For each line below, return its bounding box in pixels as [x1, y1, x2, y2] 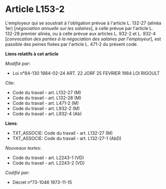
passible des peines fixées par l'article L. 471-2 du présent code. [5, 41, 138, 47]
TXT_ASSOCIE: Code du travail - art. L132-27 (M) [12, 130, 113, 136]
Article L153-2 [5, 3, 65, 15]
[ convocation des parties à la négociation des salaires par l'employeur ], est [5, 36, 161, 42]
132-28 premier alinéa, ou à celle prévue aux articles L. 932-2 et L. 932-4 [5, 30, 156, 36]
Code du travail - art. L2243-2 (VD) [12, 160, 85, 166]
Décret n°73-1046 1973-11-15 [12, 179, 72, 185]
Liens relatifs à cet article [5, 51, 59, 57]
